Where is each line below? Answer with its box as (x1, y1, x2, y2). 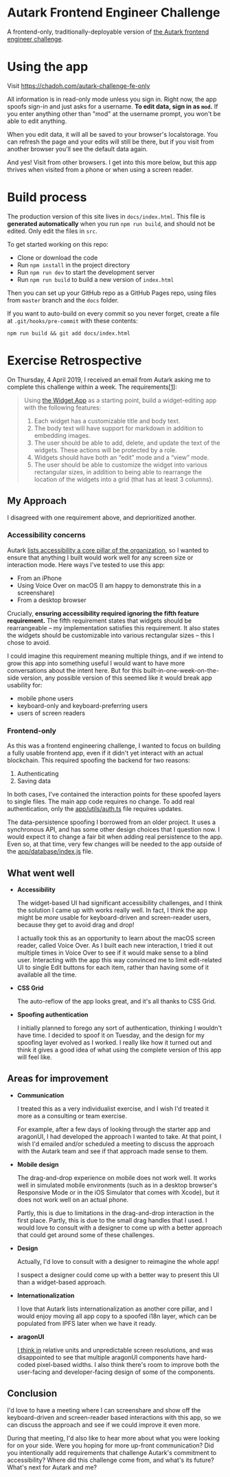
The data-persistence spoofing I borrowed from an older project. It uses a (7, 818, 216, 826)
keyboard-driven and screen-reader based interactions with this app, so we (7, 1413, 222, 1421)
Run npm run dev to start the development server (16, 268, 155, 276)
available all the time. (16, 970, 77, 979)
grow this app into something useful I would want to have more (7, 658, 185, 667)
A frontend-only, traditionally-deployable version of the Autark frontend (7, 27, 209, 36)
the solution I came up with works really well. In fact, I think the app (16, 906, 208, 914)
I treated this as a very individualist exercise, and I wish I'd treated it (16, 1104, 209, 1113)
